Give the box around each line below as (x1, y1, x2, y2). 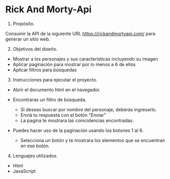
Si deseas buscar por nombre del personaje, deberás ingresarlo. (20, 106, 157, 112)
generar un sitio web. (5, 36, 50, 42)
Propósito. (12, 21, 35, 27)
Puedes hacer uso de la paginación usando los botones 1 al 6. (12, 127, 144, 133)
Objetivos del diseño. (12, 46, 58, 52)
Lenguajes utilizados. (12, 152, 58, 158)
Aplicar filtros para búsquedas (12, 67, 77, 73)
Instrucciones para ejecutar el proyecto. (12, 76, 98, 83)
